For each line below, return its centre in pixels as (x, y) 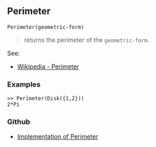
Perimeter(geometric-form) (46, 27)
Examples (24, 84)
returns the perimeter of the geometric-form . (87, 40)
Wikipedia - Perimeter (48, 66)
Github (19, 122)
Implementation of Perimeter (57, 137)
